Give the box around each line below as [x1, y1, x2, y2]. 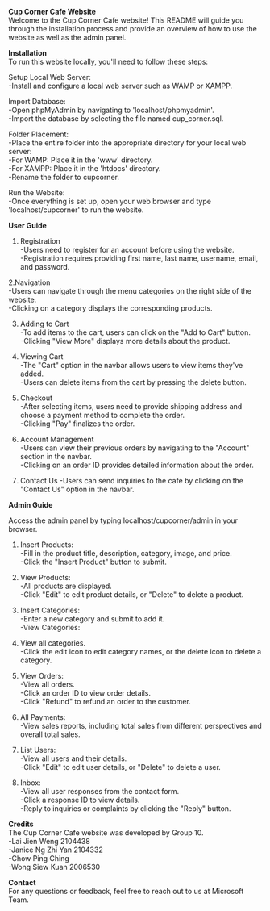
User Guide [8, 221, 47, 230]
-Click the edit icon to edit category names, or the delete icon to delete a [19, 647, 262, 656]
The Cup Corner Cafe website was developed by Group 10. [8, 828, 204, 838]
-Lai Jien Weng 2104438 [8, 837, 90, 846]
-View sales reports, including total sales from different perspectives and [19, 721, 262, 730]
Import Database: [8, 97, 66, 106]
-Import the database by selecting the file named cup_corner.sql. [8, 114, 224, 123]
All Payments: [19, 713, 66, 721]
